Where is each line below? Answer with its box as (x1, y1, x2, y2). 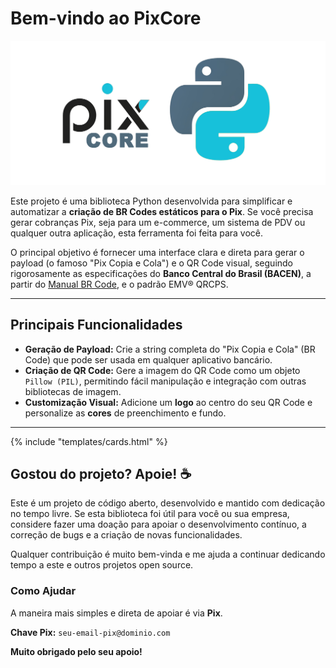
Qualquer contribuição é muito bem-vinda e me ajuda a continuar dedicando (10, 548, 326, 561)
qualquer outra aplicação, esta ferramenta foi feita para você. (10, 227, 264, 239)
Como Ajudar (10, 584, 77, 598)
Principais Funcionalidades (10, 317, 183, 334)
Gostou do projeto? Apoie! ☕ (10, 465, 192, 482)
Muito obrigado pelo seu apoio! (10, 645, 143, 657)
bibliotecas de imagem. (24, 385, 122, 397)
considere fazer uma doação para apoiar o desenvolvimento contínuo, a (10, 518, 307, 531)
